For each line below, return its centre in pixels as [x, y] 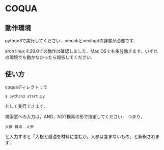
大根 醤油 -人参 [19, 127]
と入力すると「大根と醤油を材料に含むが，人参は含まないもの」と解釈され [80, 136]
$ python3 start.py [25, 96]
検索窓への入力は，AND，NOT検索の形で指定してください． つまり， [75, 117]
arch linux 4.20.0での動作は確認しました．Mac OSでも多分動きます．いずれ [82, 51]
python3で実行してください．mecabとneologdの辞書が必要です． [71, 41]
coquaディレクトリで [27, 87]
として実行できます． [27, 106]
